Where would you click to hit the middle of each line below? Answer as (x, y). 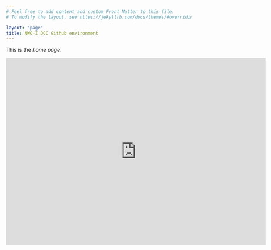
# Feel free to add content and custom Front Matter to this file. (91, 11)
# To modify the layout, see (42, 17)
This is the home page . (34, 50)
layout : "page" (25, 28)
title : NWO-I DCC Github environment (52, 33)
